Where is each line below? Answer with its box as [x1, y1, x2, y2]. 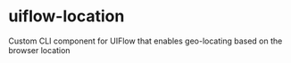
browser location [8, 44, 71, 55]
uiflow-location [8, 6, 125, 27]
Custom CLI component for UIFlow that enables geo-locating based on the [8, 35, 283, 46]
